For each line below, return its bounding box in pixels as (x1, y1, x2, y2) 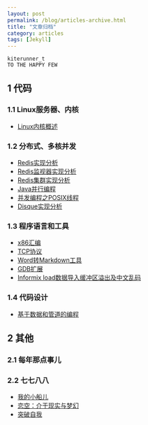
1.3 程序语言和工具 (7, 222, 70, 231)
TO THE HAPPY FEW (7, 62, 58, 69)
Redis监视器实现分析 (17, 167, 77, 175)
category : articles (7, 29, 64, 37)
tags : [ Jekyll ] (7, 36, 52, 43)
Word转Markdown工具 (17, 256, 82, 264)
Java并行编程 (17, 185, 57, 193)
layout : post (7, 10, 45, 17)
